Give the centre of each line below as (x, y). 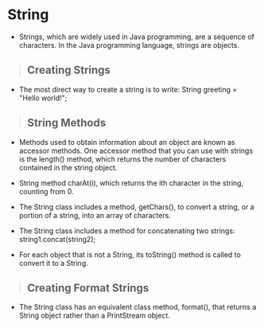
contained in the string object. (68, 167)
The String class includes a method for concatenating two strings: (127, 230)
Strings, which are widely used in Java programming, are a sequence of (137, 37)
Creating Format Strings (88, 288)
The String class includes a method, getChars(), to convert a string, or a (137, 207)
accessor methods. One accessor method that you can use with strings (136, 150)
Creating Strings (68, 70)
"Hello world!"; (43, 98)
